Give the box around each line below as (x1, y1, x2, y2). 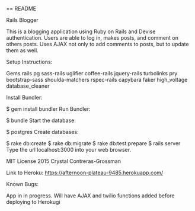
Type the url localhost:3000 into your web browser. (6, 146, 132, 153)
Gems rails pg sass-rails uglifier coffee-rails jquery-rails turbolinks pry (6, 70, 178, 76)
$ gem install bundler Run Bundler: (6, 105, 91, 112)
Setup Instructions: (6, 59, 53, 65)
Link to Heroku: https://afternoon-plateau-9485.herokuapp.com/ (6, 169, 164, 176)
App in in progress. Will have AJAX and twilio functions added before (6, 192, 175, 199)
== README (6, 5, 37, 12)
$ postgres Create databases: (6, 129, 79, 135)
